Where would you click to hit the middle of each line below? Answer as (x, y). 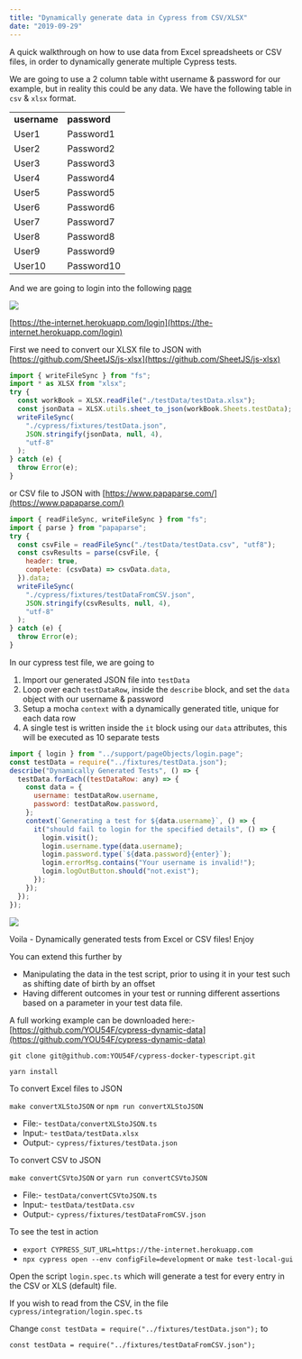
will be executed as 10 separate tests (91, 737)
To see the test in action (54, 1231)
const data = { (54, 787)
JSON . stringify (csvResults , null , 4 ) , (98, 603)
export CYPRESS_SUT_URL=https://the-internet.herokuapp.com (137, 1250)
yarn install (34, 1071)
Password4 (91, 178)
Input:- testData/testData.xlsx (81, 1133)
